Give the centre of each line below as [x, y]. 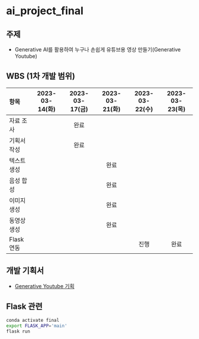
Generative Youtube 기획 [45, 286]
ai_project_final [45, 11]
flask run [18, 332]
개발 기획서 [25, 271]
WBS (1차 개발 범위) [41, 76]
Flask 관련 [24, 307]
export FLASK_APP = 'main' [37, 326]
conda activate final [33, 321]
